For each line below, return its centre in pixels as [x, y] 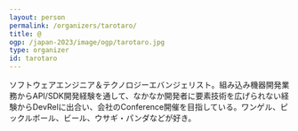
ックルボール [32, 118]
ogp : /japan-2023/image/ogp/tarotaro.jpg [87, 42]
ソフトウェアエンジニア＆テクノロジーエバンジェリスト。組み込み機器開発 [145, 85]
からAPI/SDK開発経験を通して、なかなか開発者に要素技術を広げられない [149, 96]
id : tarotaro [33, 58]
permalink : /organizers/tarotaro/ [73, 26]
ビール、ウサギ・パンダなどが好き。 [130, 118]
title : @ [25, 34]
